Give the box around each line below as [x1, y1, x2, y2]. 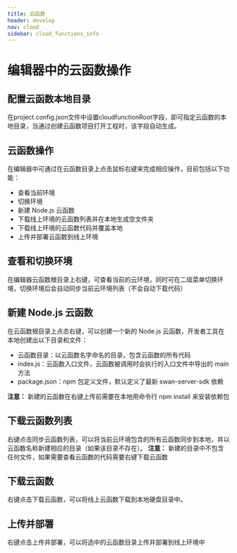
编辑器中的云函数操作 [7, 63, 132, 78]
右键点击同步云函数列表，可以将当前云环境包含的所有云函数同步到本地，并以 [7, 435, 230, 444]
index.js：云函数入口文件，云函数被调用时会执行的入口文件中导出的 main [17, 359, 229, 368]
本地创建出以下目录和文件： [7, 335, 88, 344]
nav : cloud [7, 23, 39, 30]
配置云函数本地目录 [7, 93, 91, 105]
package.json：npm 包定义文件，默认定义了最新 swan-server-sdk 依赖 [17, 377, 224, 386]
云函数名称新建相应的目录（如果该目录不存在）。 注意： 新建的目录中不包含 [7, 444, 224, 452]
